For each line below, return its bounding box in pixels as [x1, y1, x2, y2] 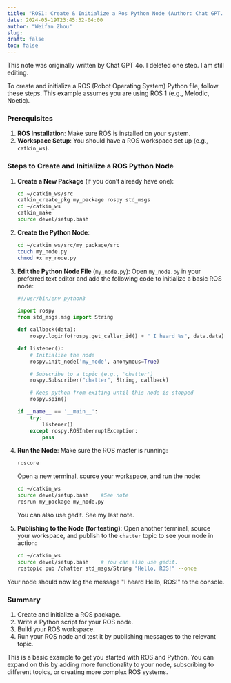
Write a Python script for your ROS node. [17, 617, 133, 626]
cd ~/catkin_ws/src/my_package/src [17, 241, 120, 248]
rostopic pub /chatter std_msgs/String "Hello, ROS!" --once [17, 565, 197, 572]
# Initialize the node [30, 351, 95, 359]
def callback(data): [17, 326, 77, 333]
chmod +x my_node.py [17, 255, 77, 261]
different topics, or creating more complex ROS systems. [7, 667, 168, 676]
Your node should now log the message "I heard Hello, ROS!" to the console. [7, 577, 225, 586]
